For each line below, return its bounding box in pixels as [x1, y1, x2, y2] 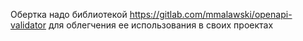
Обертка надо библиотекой [10, 9, 128, 20]
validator [10, 19, 47, 31]
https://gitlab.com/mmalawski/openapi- [129, 9, 293, 20]
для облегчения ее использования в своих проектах [48, 19, 274, 31]
